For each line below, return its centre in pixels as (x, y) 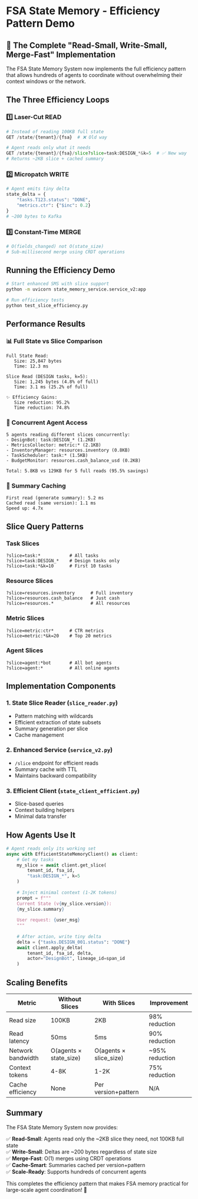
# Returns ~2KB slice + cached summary (55, 159)
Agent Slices (25, 650)
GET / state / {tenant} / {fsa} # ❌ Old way (57, 137)
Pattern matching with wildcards (54, 716)
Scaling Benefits (37, 983)
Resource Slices (30, 581)
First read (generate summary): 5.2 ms (55, 498)
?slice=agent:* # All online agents (63, 668)
